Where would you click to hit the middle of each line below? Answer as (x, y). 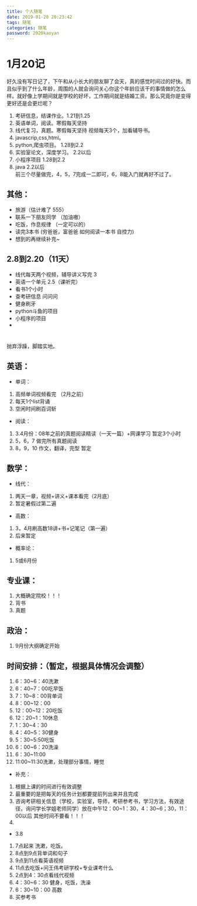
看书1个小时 (29, 289)
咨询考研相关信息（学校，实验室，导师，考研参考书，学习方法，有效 (97, 801)
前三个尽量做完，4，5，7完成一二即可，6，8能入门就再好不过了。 (95, 174)
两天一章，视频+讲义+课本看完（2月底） (64, 496)
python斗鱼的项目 (36, 311)
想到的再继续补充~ (37, 239)
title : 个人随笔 (25, 11)
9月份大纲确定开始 (37, 646)
